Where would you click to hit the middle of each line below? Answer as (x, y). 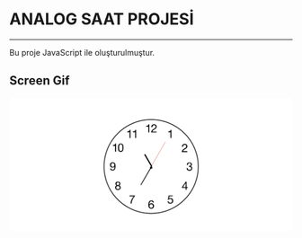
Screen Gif (40, 81)
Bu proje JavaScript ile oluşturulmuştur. (82, 52)
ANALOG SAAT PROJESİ (102, 19)
